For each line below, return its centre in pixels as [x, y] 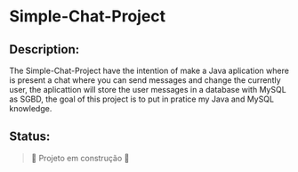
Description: [44, 49]
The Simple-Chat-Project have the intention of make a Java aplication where [149, 70]
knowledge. [31, 108]
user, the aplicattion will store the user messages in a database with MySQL [148, 90]
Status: [30, 137]
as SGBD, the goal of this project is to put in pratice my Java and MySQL [141, 99]
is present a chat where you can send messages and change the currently [145, 80]
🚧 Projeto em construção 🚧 [80, 158]
